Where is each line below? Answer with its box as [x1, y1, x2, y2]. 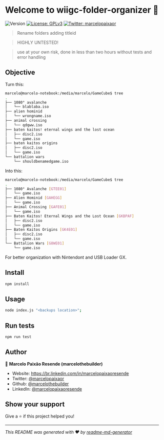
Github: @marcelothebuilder [12, 381, 69, 387]
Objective [5, 68, 36, 77]
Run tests [5, 321, 35, 330]
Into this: [5, 168, 23, 174]
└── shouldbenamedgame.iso [14, 159, 69, 164]
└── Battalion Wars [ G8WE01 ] [5, 241, 64, 246]
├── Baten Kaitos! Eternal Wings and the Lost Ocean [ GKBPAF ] [5, 214, 134, 219]
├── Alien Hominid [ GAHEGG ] [5, 196, 62, 200]
